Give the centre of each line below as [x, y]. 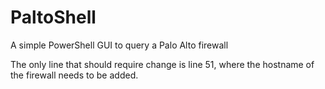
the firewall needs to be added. [74, 75]
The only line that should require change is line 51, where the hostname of [162, 64]
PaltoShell [53, 17]
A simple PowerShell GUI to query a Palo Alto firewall [119, 45]
